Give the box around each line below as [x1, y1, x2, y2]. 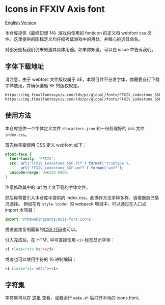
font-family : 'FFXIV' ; [9, 156, 56, 161]
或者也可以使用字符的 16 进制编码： [5, 256, 77, 262]
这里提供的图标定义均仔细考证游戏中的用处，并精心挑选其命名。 [13, 36, 143, 42]
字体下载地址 [5, 63, 44, 71]
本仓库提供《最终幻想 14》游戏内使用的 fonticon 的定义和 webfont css [5, 30, 146, 35]
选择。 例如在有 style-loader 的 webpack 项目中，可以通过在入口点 [9, 201, 146, 206]
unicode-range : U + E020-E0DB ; [9, 170, 69, 175]
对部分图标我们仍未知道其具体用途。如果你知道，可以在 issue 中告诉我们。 [5, 46, 156, 52]
